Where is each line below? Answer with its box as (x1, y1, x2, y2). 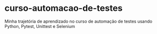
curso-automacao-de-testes (4, 3, 123, 14)
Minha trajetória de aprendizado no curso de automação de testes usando (4, 18, 153, 24)
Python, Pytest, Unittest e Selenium (4, 23, 76, 29)
